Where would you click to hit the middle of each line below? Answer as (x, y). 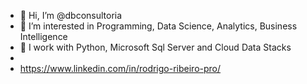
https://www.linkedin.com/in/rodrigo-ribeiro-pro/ (120, 68)
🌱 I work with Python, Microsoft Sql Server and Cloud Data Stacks (155, 47)
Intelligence (43, 36)
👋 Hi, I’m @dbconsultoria (71, 15)
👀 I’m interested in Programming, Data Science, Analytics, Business (158, 26)
